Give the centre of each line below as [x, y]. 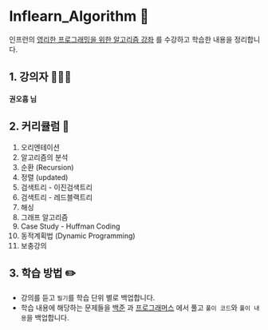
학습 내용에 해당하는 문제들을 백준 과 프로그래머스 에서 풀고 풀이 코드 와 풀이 [135, 308]
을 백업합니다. [48, 317]
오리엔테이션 [40, 147]
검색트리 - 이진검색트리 [56, 187]
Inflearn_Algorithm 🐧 [79, 16]
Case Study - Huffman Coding [70, 226]
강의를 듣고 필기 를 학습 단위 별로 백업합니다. [88, 297]
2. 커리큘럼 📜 [39, 127]
